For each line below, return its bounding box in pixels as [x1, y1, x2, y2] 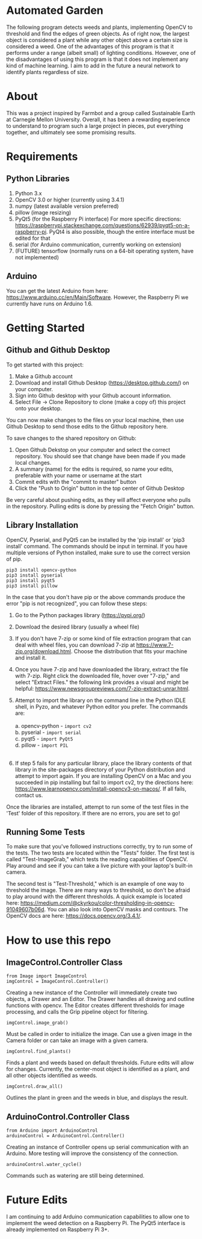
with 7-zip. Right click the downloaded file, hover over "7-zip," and [14, 672, 180, 679]
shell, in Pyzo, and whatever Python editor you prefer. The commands [14, 703, 188, 710]
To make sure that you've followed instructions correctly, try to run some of [6, 843, 193, 850]
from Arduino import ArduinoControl [6, 1128, 98, 1134]
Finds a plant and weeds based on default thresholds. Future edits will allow [6, 1059, 194, 1067]
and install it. [14, 654, 47, 661]
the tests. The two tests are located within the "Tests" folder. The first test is [6, 849, 195, 856]
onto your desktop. [14, 404, 62, 412]
